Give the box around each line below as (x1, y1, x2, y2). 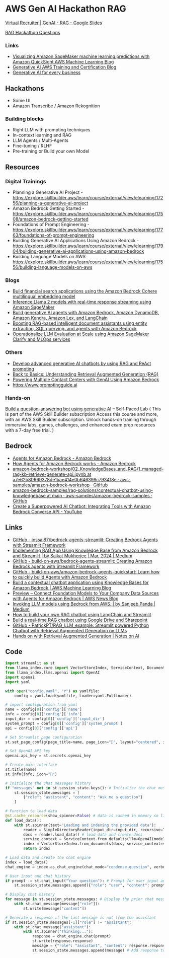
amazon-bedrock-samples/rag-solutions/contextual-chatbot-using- (12, 487, 153, 493)
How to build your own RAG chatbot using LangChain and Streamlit (12, 611, 152, 617)
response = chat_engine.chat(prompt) (32, 934, 112, 939)
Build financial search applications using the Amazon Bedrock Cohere (12, 288, 157, 294)
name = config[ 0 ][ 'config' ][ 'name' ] (5, 707, 82, 712)
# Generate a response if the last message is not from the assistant (5, 915, 156, 920)
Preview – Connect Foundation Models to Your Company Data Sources (12, 590, 159, 596)
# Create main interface (5, 762, 57, 768)
